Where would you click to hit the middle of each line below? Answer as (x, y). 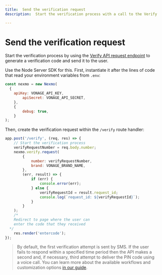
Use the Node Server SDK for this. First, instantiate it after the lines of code (80, 70)
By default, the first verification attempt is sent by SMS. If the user (83, 247)
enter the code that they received (50, 224)
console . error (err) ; (60, 184)
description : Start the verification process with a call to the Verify (81, 14)
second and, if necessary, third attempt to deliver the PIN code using (86, 257)
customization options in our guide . (52, 268)
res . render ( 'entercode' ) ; (40, 233)
